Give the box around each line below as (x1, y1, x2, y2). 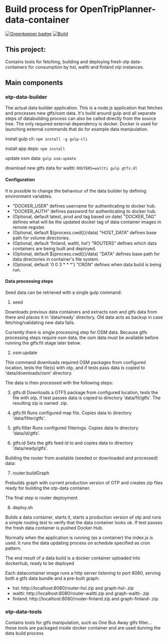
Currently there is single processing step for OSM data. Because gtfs (5, 329, 147, 335)
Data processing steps (5, 278, 54, 284)
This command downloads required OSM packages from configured (5, 359, 146, 365)
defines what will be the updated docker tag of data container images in (12, 219, 161, 225)
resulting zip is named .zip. (12, 400, 69, 406)
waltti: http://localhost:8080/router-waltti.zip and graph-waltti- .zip (12, 590, 149, 596)
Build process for (5, 4, 78, 15)
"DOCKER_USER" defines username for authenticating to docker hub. (12, 203, 156, 209)
